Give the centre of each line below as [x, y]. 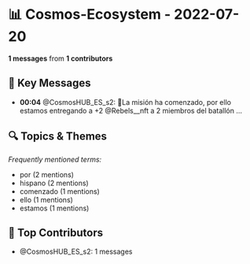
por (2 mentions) [47, 174]
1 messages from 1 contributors [61, 58]
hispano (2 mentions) [54, 183]
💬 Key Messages [50, 83]
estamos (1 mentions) [54, 208]
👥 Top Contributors [56, 232]
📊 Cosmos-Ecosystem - [90, 15]
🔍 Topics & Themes [58, 137]
